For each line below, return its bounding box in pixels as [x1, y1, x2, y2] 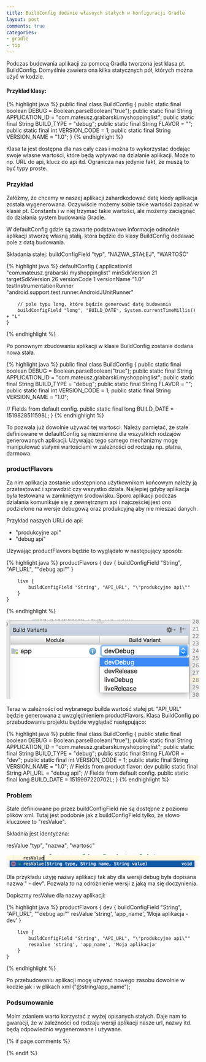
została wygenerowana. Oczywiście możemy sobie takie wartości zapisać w [6, 200, 199, 208]
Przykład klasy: [6, 87, 47, 95]
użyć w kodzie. [6, 73, 45, 80]
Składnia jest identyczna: [6, 830, 69, 837]
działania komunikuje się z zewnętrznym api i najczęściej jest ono [6, 498, 172, 506]
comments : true [6, 23, 45, 29]
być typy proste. [6, 165, 48, 172]
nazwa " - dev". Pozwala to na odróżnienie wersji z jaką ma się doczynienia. [6, 880, 198, 887]
